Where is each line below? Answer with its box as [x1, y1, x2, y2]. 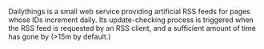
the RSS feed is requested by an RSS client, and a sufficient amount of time [8, 24, 256, 32]
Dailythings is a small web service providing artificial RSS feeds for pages [8, 7, 250, 16]
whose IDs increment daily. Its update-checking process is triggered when [8, 15, 254, 24]
